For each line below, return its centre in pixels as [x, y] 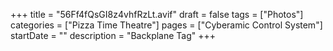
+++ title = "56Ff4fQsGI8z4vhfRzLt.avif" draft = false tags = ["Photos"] [157, 14]
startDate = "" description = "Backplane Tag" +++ [113, 35]
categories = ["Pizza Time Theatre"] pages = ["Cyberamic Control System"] [166, 25]
